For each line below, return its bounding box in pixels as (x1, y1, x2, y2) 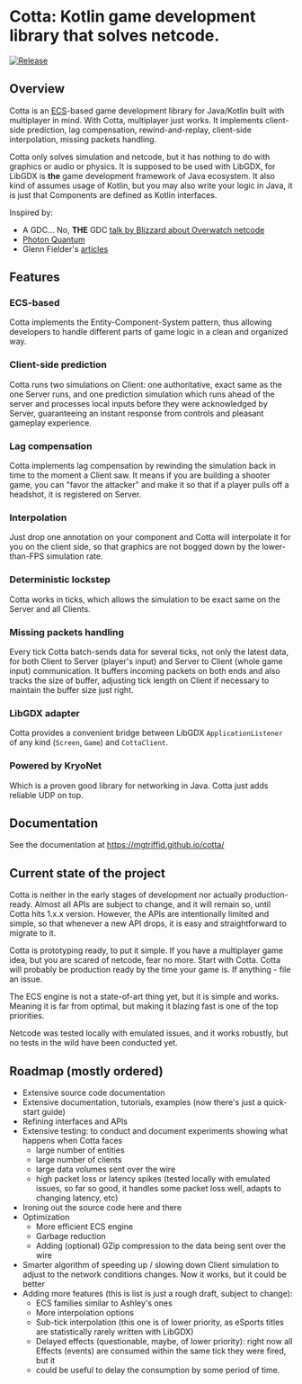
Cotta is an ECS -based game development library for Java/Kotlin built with (9, 105, 285, 116)
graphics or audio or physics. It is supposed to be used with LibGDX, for (9, 160, 276, 172)
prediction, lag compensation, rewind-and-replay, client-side (26, 124, 252, 135)
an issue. (9, 974, 43, 984)
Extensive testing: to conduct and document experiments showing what (22, 1125, 289, 1136)
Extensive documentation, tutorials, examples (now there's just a (22, 1096, 262, 1108)
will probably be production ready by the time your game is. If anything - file (9, 965, 291, 975)
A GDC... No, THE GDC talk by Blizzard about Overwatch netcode (22, 224, 265, 235)
